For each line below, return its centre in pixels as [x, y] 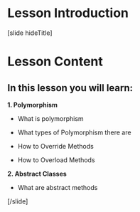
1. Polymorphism [33, 105]
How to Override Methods [55, 146]
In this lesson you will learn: [70, 88]
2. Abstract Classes [37, 174]
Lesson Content [55, 62]
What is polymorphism [50, 118]
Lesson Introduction [68, 13]
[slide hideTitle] [30, 33]
